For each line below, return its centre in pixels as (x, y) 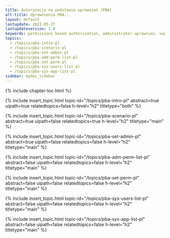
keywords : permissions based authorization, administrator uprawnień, (81, 34)
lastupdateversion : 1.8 (30, 29)
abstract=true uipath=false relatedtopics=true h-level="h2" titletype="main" (85, 121)
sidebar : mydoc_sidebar (30, 76)
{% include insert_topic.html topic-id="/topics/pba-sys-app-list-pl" (75, 219)
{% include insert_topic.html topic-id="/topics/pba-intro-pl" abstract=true (82, 100)
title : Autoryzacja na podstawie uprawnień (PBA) (59, 10)
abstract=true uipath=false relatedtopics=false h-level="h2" (68, 142)
